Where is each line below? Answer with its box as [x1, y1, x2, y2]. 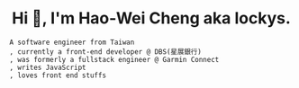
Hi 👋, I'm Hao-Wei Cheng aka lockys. [12, 8, 291, 29]
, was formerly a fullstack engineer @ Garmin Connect [9, 55, 220, 64]
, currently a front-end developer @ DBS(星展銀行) [9, 47, 203, 57]
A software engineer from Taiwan [9, 38, 135, 47]
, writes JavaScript [9, 63, 87, 72]
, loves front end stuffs [9, 71, 106, 80]
